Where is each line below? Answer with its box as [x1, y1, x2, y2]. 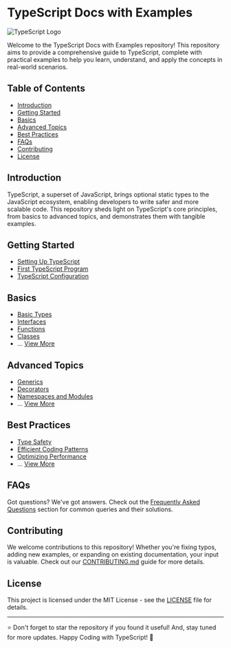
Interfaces [16, 317, 47, 326]
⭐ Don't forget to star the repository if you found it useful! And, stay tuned [7, 623, 217, 632]
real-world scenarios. [7, 63, 68, 71]
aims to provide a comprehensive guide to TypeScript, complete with [7, 48, 203, 56]
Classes [16, 332, 40, 341]
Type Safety [16, 438, 52, 446]
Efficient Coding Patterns [16, 445, 89, 453]
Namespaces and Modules [16, 392, 93, 400]
